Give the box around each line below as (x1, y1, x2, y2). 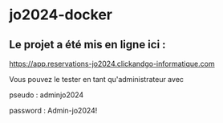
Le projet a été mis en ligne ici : (9, 38, 167, 51)
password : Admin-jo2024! (9, 106, 98, 115)
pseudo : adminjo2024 (9, 90, 84, 100)
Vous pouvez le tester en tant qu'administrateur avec (9, 75, 184, 84)
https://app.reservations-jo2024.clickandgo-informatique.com (9, 59, 215, 68)
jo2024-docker (9, 6, 113, 24)
